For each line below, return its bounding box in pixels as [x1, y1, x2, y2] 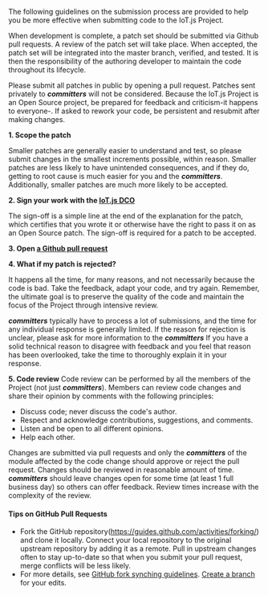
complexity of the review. [8, 491, 92, 500]
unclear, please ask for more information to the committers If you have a [8, 333, 249, 342]
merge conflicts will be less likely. [19, 561, 131, 571]
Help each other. [19, 433, 75, 442]
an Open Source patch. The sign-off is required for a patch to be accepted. [8, 228, 257, 238]
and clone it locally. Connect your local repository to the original [19, 536, 232, 545]
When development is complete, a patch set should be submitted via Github [8, 31, 259, 40]
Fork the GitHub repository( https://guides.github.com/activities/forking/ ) [19, 527, 259, 536]
